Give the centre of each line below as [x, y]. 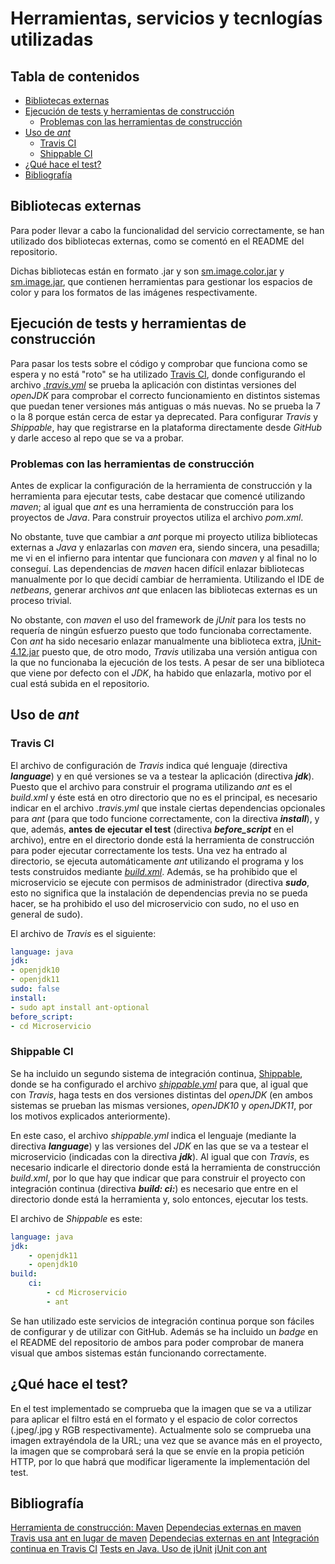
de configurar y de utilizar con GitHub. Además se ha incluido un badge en [164, 1331]
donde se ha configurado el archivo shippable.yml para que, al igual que [159, 1084]
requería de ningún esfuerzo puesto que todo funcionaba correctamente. [161, 630]
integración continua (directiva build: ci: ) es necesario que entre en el [154, 1188]
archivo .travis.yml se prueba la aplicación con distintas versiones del [153, 384]
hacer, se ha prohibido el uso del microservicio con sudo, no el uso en [155, 903]
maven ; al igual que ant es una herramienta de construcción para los [152, 506]
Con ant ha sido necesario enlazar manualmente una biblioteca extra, [153, 641]
